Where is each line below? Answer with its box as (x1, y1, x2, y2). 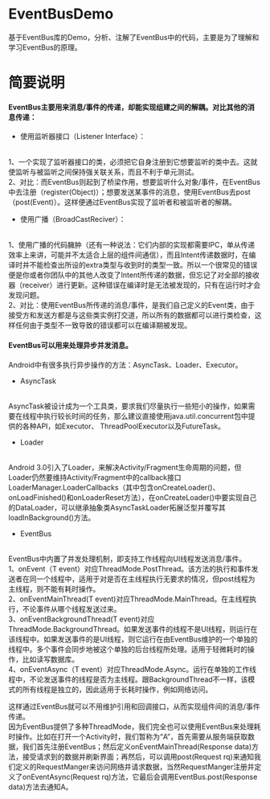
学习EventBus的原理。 (8, 42, 82, 52)
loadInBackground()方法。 (8, 512, 96, 522)
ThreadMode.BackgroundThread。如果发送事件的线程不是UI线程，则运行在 (8, 624, 258, 633)
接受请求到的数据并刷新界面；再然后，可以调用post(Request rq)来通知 (22, 752, 255, 761)
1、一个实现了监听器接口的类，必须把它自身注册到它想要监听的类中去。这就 (8, 158, 258, 167)
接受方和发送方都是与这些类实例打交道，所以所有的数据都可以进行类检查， (8, 310, 255, 320)
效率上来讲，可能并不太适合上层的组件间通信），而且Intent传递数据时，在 (8, 250, 249, 260)
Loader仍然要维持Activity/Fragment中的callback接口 (8, 472, 182, 482)
